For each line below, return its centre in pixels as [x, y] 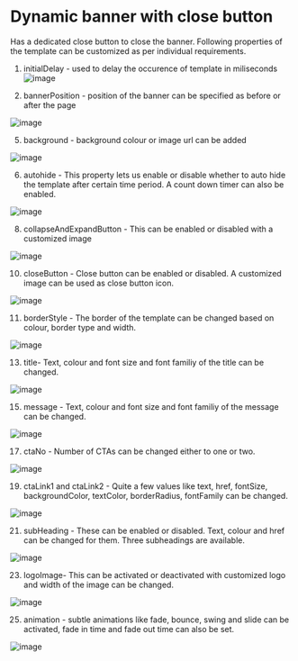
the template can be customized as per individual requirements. [128, 50]
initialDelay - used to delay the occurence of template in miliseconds [150, 68]
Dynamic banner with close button [142, 17]
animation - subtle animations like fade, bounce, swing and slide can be [156, 620]
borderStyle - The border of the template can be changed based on [149, 318]
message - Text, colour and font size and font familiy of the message [151, 406]
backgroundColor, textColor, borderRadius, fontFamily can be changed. [156, 495]
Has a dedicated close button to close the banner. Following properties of [146, 41]
